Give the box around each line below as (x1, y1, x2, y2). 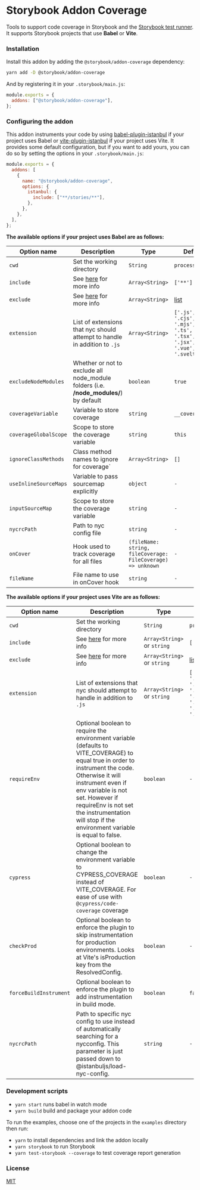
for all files (73, 557, 102, 565)
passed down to (76, 1054, 121, 1062)
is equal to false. (76, 830, 122, 839)
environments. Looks (76, 945, 135, 954)
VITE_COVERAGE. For (76, 885, 137, 894)
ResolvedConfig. (76, 968, 123, 976)
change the (76, 848, 108, 856)
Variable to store (73, 406, 119, 414)
